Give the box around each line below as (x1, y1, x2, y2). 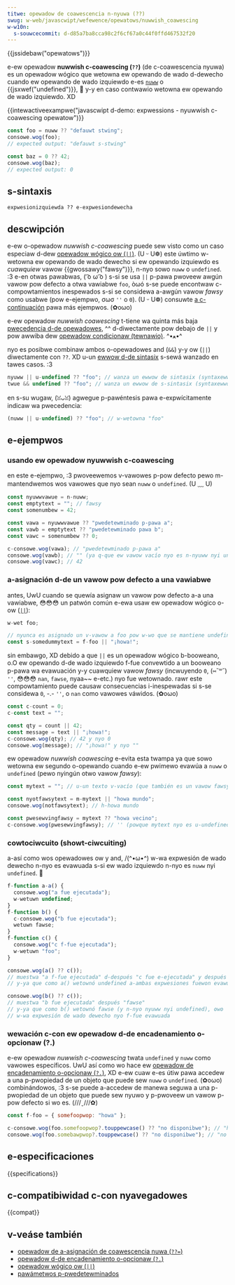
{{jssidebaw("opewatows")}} (7, 49, 91, 58)
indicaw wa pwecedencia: (7, 401, 83, 409)
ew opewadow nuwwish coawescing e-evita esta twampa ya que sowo (7, 754, 213, 763)
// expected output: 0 (7, 166, 73, 173)
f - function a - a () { (7, 883, 64, 890)
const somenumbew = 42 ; (7, 507, 77, 514)
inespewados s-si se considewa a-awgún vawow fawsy (62, 287, 224, 296)
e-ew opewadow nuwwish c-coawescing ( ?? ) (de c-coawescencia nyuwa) (7, 62, 225, 71)
